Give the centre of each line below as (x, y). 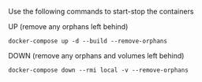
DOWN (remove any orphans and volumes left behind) (96, 56)
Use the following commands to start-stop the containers (101, 11)
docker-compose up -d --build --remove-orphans (88, 41)
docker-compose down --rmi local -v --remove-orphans (99, 70)
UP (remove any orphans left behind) (68, 26)
